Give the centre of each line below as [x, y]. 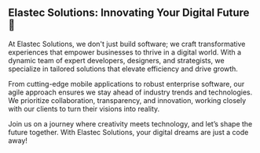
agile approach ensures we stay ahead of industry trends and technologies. [130, 92]
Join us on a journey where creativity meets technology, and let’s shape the [130, 123]
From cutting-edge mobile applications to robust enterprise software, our [126, 84]
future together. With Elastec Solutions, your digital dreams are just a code [128, 132]
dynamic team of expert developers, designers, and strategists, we [117, 60]
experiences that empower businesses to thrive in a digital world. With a [125, 52]
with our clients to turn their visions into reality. [84, 109]
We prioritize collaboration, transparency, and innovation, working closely [127, 100]
